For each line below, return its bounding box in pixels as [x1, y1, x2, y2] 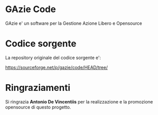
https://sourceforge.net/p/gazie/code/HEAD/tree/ [5, 64, 108, 70]
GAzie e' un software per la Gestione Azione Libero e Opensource [5, 20, 142, 26]
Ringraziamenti [5, 82, 71, 94]
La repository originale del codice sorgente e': [5, 54, 101, 61]
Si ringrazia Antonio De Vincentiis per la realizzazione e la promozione [5, 98, 153, 104]
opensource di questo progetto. [5, 104, 71, 110]
